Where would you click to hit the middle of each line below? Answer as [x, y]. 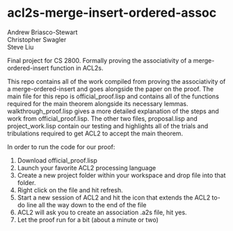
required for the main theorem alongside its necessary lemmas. [98, 103]
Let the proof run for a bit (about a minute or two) [88, 219]
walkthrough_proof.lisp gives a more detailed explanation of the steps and [113, 111]
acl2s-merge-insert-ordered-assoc [112, 13]
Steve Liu [21, 47]
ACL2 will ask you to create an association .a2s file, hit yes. [102, 212]
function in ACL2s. [77, 68]
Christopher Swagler [37, 39]
